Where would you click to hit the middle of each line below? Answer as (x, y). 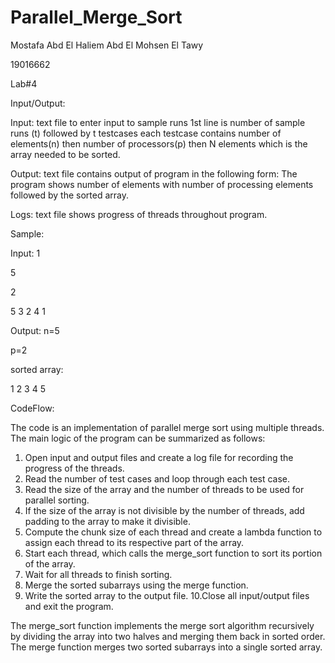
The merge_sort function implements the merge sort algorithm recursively (162, 625)
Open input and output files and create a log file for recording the (159, 457)
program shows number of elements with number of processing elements (162, 184)
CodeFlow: (32, 408)
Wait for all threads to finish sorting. (98, 574)
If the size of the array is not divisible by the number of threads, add (164, 510)
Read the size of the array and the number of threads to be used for (164, 489)
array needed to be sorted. (65, 154)
